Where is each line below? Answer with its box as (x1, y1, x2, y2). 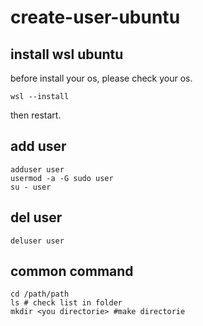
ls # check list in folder (10, 298, 123, 308)
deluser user (10, 236, 65, 246)
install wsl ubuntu (10, 46, 124, 63)
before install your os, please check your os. (10, 72, 193, 84)
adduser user (10, 164, 65, 175)
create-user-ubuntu (10, 6, 181, 29)
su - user (10, 182, 52, 192)
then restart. (10, 109, 62, 121)
